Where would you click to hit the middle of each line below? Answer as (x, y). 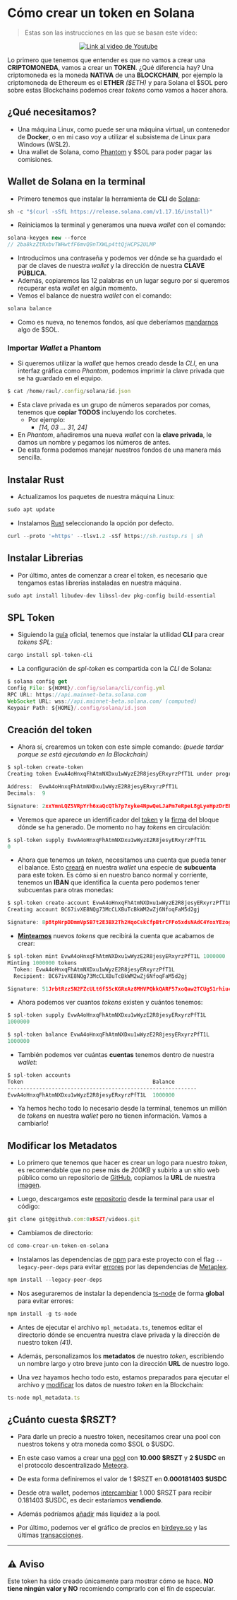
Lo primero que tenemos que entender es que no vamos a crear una (107, 60)
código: (29, 1206)
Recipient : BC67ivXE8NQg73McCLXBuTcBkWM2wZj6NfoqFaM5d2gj (101, 976)
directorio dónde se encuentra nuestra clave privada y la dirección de (119, 1335)
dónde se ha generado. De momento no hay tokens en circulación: (114, 827)
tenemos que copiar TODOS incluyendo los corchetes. (97, 412)
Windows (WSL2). (44, 144)
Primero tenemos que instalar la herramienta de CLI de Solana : (109, 199)
